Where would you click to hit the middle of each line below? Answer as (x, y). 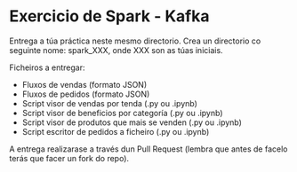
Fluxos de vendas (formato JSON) (84, 84)
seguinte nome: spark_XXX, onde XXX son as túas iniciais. (116, 50)
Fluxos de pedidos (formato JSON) (86, 94)
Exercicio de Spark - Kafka (109, 16)
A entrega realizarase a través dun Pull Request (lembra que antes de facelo (148, 149)
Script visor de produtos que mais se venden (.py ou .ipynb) (132, 122)
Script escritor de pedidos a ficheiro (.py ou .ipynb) (116, 131)
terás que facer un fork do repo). (69, 158)
